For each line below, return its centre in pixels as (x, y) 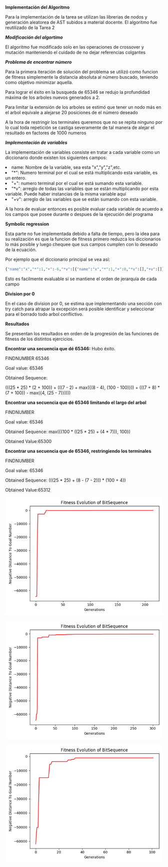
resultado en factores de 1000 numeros (46, 133)
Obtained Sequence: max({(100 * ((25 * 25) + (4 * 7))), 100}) (68, 431)
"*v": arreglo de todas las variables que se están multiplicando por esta (85, 188)
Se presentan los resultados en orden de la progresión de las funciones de (82, 333)
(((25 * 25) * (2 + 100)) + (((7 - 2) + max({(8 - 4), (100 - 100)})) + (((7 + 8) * (82, 387)
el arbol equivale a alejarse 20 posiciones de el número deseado (72, 113)
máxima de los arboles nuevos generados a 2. (52, 97)
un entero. (16, 178)
